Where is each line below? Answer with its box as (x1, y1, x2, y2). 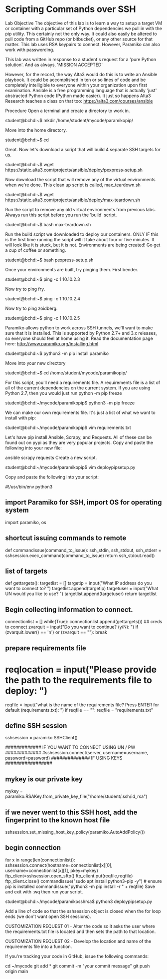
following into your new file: (5, 444, 62, 451)
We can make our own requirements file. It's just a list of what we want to (5, 409, 156, 415)
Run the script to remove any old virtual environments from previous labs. (5, 206, 156, 212)
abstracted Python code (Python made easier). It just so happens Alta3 (5, 93, 151, 99)
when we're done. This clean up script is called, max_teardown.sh (5, 182, 141, 188)
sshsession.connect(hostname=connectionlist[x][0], (5, 862, 113, 868)
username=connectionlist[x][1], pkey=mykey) (5, 867, 98, 873)
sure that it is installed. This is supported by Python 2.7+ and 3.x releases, (5, 330, 157, 336)
